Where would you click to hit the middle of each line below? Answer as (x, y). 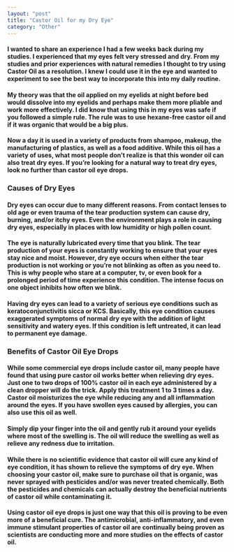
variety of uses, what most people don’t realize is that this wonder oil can (116, 155)
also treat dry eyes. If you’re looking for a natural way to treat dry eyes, (112, 163)
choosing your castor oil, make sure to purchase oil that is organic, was (113, 474)
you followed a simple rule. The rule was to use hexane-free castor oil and (117, 117)
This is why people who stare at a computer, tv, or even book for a (105, 273)
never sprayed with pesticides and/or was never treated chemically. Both (116, 481)
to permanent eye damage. (47, 333)
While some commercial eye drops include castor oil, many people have (114, 368)
